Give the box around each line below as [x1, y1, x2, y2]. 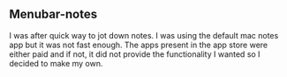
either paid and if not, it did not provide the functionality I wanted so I [9, 48, 261, 59]
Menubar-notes [9, 7, 98, 22]
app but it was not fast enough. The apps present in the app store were [9, 39, 268, 50]
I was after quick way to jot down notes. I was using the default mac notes [9, 30, 279, 40]
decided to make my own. [9, 58, 103, 68]
